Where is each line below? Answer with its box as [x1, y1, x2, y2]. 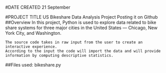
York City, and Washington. [5, 30, 62, 36]
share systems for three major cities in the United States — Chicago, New [5, 25, 157, 31]
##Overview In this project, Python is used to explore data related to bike [5, 20, 156, 25]
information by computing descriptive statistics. [5, 53, 114, 58]
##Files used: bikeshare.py [5, 62, 61, 67]
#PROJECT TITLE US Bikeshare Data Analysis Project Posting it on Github [5, 14, 158, 20]
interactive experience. [5, 44, 57, 49]
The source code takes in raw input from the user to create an [5, 40, 143, 45]
